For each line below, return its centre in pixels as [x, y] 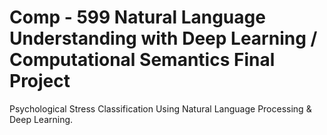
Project [40, 81]
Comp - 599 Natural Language [137, 17]
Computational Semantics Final [142, 60]
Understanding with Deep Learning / [163, 38]
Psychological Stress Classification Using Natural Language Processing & [160, 108]
